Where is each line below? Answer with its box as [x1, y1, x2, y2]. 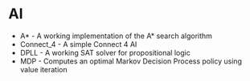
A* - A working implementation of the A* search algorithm [19, 31, 213, 40]
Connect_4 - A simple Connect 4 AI [19, 39, 137, 48]
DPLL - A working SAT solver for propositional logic [19, 48, 191, 57]
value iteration [19, 64, 68, 74]
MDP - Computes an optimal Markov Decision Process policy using [19, 56, 243, 66]
